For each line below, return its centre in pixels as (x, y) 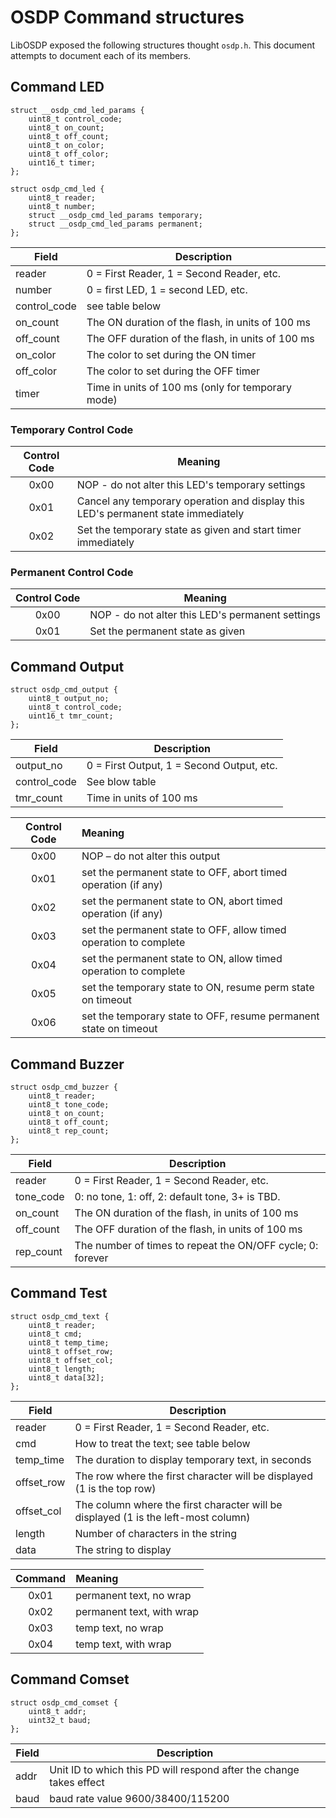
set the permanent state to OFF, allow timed (184, 930)
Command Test (59, 1293)
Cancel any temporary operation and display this (190, 501)
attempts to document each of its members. (101, 55)
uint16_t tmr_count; (71, 716)
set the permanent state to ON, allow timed (182, 959)
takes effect (77, 1782)
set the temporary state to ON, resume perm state (198, 988)
